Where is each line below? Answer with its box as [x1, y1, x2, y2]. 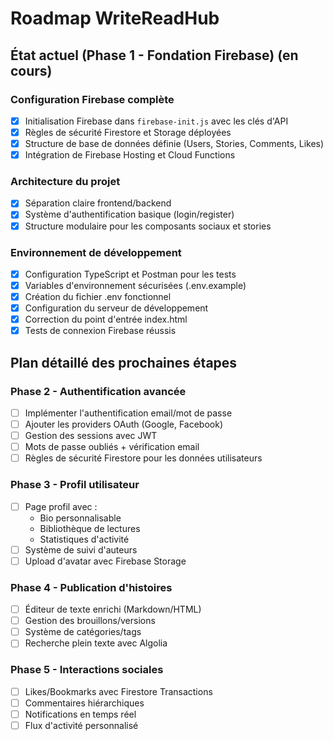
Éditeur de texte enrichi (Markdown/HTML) [24, 603, 202, 616]
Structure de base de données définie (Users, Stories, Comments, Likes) [24, 138, 325, 149]
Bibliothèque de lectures [39, 522, 141, 534]
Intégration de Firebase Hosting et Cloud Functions [24, 149, 236, 161]
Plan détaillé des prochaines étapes [10, 354, 238, 371]
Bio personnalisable [39, 512, 122, 524]
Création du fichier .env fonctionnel [24, 291, 172, 303]
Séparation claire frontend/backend [24, 197, 172, 209]
